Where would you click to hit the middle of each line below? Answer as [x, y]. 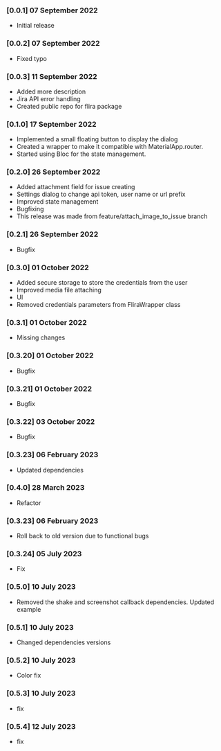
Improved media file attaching [59, 290]
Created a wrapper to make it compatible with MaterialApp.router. [110, 147]
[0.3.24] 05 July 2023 [44, 554]
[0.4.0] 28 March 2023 [46, 488]
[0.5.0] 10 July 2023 [41, 587]
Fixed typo [32, 58]
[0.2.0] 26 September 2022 [54, 172]
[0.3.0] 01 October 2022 [48, 267]
